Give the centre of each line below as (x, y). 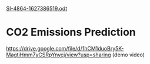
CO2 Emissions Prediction (71, 32)
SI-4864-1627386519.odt (37, 9)
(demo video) (129, 55)
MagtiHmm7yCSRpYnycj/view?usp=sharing (59, 55)
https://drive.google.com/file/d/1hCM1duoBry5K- (65, 48)
